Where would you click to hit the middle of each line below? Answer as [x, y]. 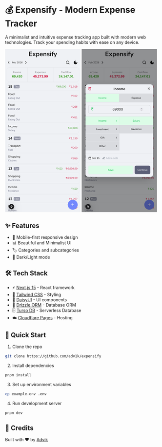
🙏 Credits [20, 428]
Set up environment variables [42, 384]
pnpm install [18, 375]
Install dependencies [33, 365]
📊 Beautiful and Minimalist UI [42, 243]
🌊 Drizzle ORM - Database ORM [44, 305]
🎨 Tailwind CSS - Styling [37, 295]
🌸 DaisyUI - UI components [40, 300]
